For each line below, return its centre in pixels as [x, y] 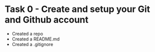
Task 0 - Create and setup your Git [77, 9]
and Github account [46, 20]
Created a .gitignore [32, 44]
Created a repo [27, 33]
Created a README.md [36, 39]
